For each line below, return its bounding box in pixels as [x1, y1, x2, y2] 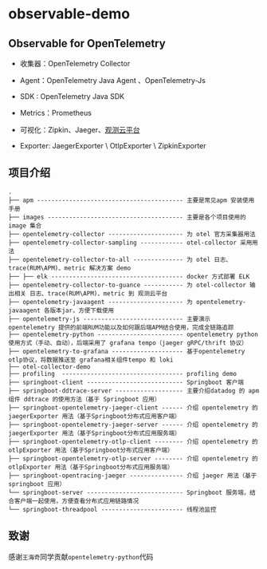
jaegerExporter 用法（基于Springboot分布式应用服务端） [8, 429, 181, 437]
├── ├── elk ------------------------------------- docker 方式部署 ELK [8, 272, 250, 280]
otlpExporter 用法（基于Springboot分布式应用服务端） [8, 463, 174, 471]
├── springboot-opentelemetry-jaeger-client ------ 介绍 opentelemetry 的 [8, 404, 258, 412]
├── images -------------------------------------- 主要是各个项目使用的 [8, 213, 246, 221]
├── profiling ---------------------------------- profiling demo [8, 369, 238, 377]
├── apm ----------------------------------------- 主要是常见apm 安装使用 [8, 196, 255, 204]
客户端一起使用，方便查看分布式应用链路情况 [14, 496, 139, 505]
